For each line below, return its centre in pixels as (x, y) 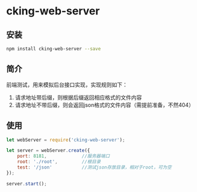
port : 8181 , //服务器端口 (64, 156)
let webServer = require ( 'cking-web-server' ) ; (66, 140)
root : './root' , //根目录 (59, 162)
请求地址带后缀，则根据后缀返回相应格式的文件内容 (78, 97)
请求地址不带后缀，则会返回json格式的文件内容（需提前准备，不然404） (105, 105)
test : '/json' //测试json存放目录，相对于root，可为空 (94, 167)
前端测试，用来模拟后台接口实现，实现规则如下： (67, 85)
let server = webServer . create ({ (48, 151)
